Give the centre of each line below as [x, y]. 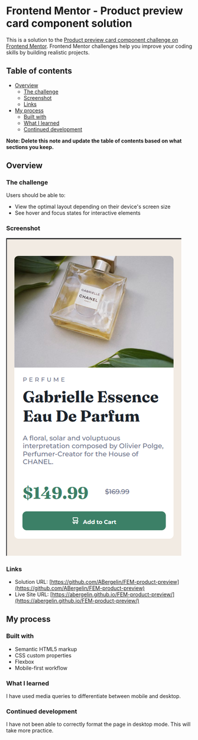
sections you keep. [30, 147]
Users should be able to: [36, 195]
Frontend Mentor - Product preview [95, 11]
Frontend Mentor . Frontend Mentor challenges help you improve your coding [99, 46]
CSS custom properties [43, 655]
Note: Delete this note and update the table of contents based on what [94, 141]
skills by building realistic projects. [48, 52]
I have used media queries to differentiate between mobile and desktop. [94, 696]
